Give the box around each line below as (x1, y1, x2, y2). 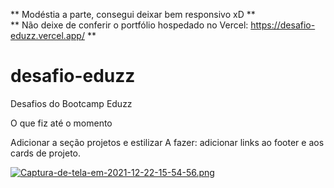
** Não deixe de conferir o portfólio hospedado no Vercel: (10, 19, 249, 31)
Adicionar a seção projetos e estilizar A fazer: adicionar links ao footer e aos (10, 136, 325, 148)
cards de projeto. (10, 147, 82, 159)
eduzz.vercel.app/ (10, 30, 85, 41)
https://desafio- (250, 19, 316, 31)
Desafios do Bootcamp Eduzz (10, 97, 133, 109)
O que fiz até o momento (10, 117, 113, 129)
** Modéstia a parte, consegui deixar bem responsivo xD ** (10, 9, 256, 20)
